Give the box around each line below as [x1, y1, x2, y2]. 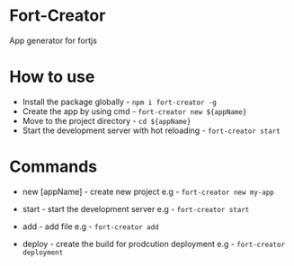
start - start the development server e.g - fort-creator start [22, 203, 250, 214]
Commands [9, 156, 98, 177]
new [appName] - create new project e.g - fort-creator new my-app [22, 186, 274, 197]
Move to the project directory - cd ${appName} [22, 115, 192, 126]
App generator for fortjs [9, 35, 97, 46]
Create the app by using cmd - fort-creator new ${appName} [22, 105, 247, 117]
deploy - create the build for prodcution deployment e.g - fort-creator [22, 238, 286, 249]
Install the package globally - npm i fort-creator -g [22, 96, 218, 107]
